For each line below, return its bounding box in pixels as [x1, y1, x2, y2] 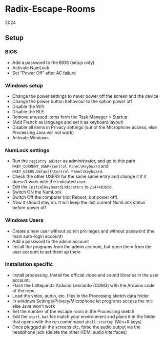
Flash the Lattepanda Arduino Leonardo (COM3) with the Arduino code [12, 282, 155, 288]
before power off [12, 205, 46, 211]
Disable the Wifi [12, 104, 44, 109]
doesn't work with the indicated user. [12, 179, 87, 185]
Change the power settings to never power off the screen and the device [12, 93, 159, 99]
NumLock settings [5, 147, 50, 153]
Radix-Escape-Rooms [5, 3, 96, 15]
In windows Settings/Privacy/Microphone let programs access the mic [12, 298, 153, 304]
